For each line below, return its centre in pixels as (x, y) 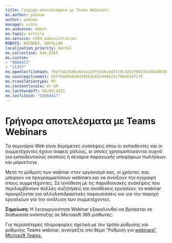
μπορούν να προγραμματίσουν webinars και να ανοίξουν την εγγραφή (81, 178)
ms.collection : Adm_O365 (32, 53)
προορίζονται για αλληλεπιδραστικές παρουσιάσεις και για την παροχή (82, 194)
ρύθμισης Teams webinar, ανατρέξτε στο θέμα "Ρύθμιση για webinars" (81, 230)
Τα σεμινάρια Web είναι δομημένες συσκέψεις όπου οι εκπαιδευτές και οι (84, 146)
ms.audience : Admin (26, 29)
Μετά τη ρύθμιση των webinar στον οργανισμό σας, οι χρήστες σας (78, 172)
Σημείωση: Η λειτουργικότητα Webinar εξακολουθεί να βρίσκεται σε (79, 209)
